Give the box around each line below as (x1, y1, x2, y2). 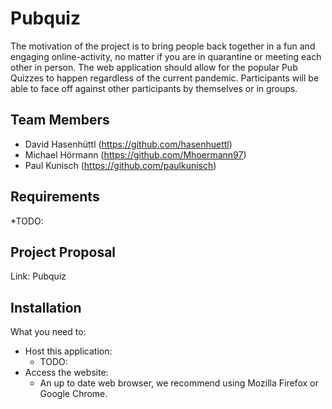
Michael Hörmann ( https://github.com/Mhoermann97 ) (24, 148, 247, 161)
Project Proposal (10, 243, 117, 261)
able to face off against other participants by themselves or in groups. (10, 82, 298, 94)
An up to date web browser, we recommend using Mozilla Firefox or (39, 377, 319, 389)
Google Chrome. (39, 388, 108, 400)
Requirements (10, 188, 100, 206)
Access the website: (24, 367, 109, 379)
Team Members (10, 112, 110, 129)
